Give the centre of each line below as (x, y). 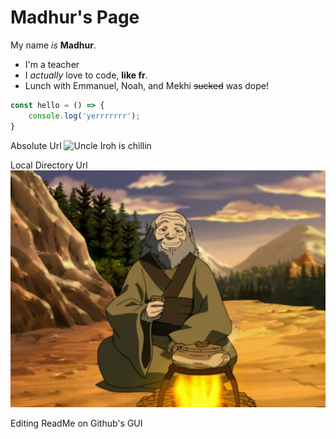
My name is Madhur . (53, 45)
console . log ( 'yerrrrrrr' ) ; (84, 116)
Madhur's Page (75, 17)
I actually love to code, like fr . (86, 75)
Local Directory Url (49, 165)
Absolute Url (36, 145)
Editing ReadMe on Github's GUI (76, 423)
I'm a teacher (52, 64)
